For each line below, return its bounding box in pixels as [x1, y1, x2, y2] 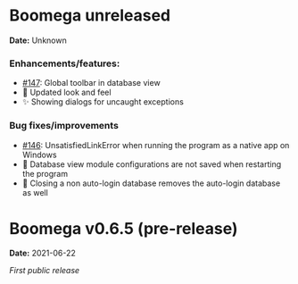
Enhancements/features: [9, 57, 120, 70]
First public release [9, 265, 80, 276]
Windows [21, 149, 57, 160]
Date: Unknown [9, 35, 67, 46]
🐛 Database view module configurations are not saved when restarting [21, 158, 282, 170]
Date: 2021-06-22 [9, 247, 76, 259]
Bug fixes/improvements [9, 120, 119, 132]
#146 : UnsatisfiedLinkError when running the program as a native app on [21, 139, 290, 150]
